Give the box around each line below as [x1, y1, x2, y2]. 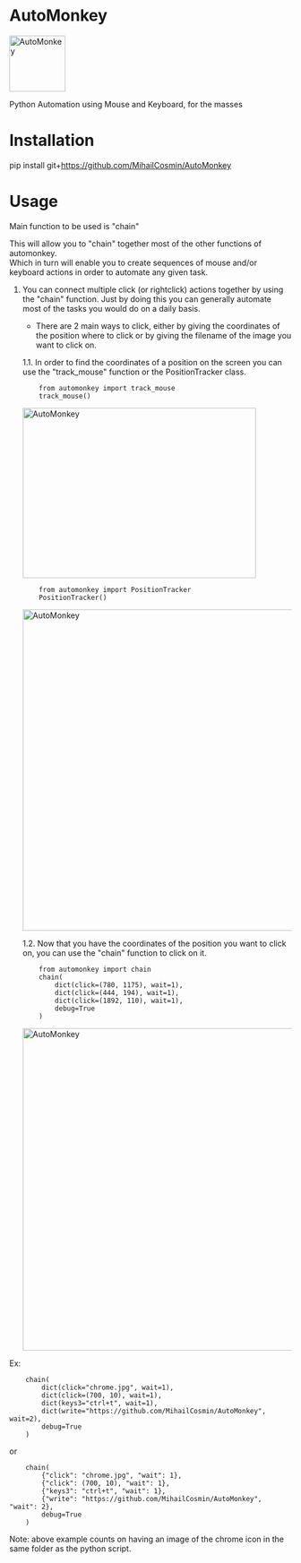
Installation [9, 131, 95, 150]
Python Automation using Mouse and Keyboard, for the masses [9, 99, 244, 109]
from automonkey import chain [39, 965, 151, 974]
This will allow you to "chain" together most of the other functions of [9, 238, 262, 249]
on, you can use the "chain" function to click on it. [21, 947, 208, 958]
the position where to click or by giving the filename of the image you [35, 330, 292, 340]
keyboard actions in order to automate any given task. [9, 266, 209, 278]
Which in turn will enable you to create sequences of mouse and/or [9, 257, 258, 268]
